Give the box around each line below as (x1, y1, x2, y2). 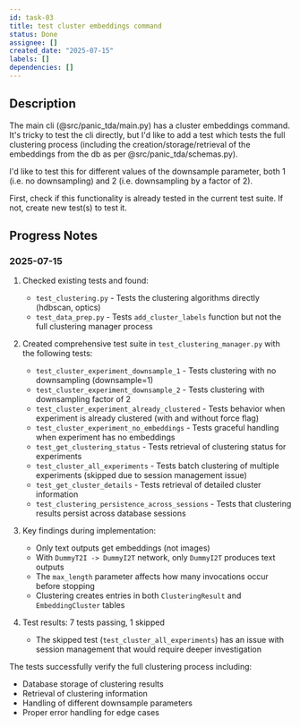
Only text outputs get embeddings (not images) (35, 543, 210, 553)
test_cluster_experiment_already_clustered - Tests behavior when (35, 404, 286, 415)
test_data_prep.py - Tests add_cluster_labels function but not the (35, 312, 282, 322)
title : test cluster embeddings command (9, 21, 163, 30)
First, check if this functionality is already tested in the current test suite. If (9, 192, 284, 203)
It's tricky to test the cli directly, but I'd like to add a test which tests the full (9, 129, 286, 140)
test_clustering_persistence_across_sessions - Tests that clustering (35, 499, 292, 509)
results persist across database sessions (35, 508, 186, 519)
